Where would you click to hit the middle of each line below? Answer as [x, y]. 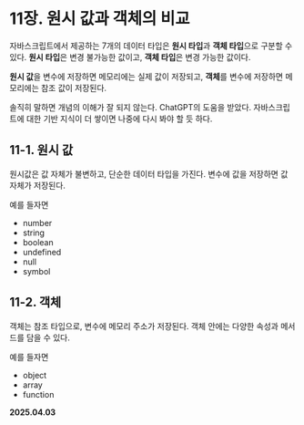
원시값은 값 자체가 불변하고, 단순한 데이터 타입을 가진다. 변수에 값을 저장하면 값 [149, 173]
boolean [38, 242]
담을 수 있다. [48, 337]
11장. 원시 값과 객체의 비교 [100, 19]
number [37, 223]
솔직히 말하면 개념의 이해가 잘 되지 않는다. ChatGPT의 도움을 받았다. [131, 107]
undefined [42, 252]
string [34, 233]
